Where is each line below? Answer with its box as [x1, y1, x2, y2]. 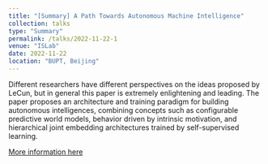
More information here [8, 147, 83, 157]
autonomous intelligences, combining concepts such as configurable [8, 105, 239, 114]
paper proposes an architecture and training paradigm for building [8, 97, 229, 106]
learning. [8, 131, 38, 140]
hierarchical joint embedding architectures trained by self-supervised [8, 123, 240, 132]
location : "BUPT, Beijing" [8, 58, 100, 66]
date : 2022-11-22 [8, 50, 67, 58]
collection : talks [8, 19, 70, 28]
